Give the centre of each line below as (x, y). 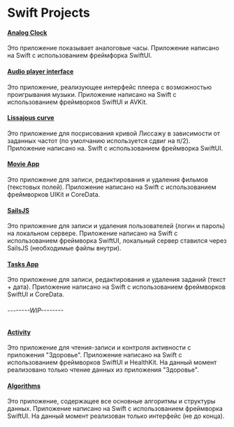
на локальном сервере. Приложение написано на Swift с (93, 233)
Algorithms (24, 386)
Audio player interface (41, 71)
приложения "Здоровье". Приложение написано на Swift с (95, 355)
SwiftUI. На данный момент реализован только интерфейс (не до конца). (116, 416)
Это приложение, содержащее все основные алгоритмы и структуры (111, 401)
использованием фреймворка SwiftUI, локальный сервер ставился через (117, 241)
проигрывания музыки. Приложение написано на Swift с (92, 94)
